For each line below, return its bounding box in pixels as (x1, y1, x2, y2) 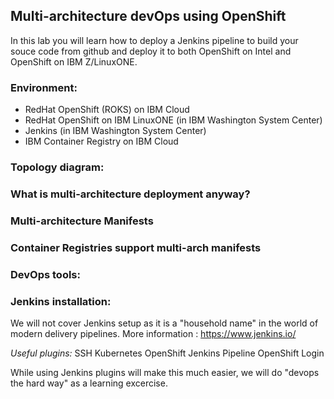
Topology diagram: (10, 160, 105, 174)
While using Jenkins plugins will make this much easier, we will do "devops (10, 367, 320, 379)
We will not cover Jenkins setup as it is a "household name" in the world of (10, 317, 319, 329)
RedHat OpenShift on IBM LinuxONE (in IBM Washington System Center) (24, 114, 323, 126)
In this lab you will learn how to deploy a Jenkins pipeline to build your (10, 34, 299, 46)
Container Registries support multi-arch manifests (10, 240, 262, 254)
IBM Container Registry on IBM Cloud (24, 135, 179, 148)
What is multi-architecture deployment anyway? (10, 187, 251, 201)
